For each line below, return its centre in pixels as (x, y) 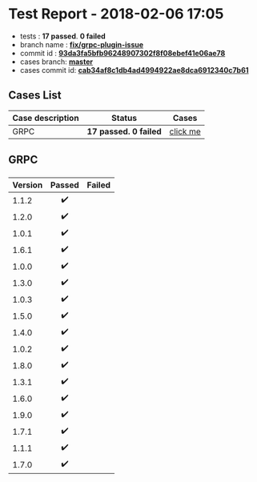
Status (124, 118)
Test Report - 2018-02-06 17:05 (116, 14)
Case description (46, 118)
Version (28, 185)
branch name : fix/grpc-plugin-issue (82, 44)
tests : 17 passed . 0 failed (62, 36)
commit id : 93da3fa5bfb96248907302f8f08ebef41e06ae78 (122, 53)
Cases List (35, 96)
